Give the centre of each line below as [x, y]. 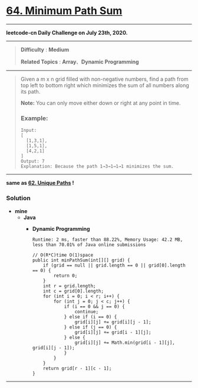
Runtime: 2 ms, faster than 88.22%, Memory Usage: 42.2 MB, [108, 240]
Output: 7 [33, 161]
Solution [19, 198]
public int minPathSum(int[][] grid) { [81, 260]
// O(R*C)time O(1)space [63, 255]
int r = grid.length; [70, 286]
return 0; [65, 276]
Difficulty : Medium [45, 49]
